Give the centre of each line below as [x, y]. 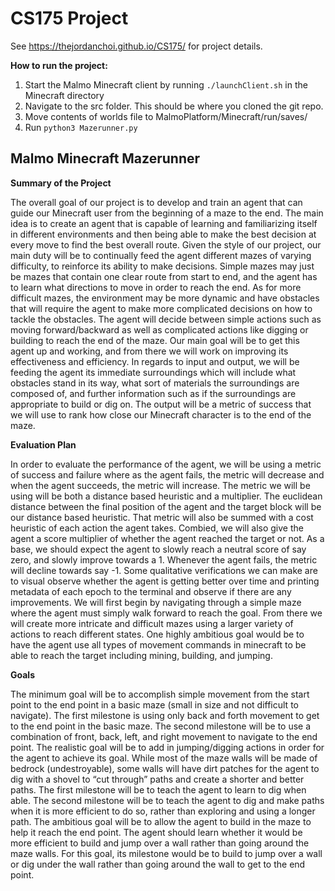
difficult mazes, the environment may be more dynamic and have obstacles [165, 298]
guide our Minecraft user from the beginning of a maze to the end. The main [167, 213]
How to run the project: [59, 65]
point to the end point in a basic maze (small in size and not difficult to [154, 704]
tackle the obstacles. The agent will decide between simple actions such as [166, 319]
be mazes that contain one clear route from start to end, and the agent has [164, 276]
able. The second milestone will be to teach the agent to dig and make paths [167, 800]
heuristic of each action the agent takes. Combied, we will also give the [157, 528]
